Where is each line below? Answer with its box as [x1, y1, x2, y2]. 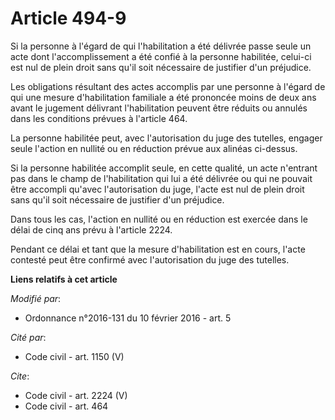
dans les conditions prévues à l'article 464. [10, 112, 188, 124]
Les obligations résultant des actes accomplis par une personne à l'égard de [10, 80, 326, 92]
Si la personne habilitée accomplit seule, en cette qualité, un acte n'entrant [10, 162, 318, 174]
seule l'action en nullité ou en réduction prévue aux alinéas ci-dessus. [10, 142, 298, 154]
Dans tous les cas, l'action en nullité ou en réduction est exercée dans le [10, 213, 308, 225]
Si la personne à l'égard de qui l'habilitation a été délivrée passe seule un [10, 40, 312, 52]
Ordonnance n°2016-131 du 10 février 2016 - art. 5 [24, 312, 232, 324]
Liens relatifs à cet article [10, 273, 118, 285]
